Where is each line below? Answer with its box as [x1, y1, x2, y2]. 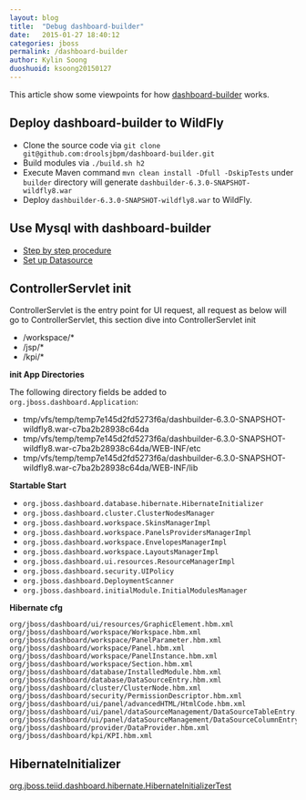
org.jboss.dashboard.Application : [9, 397, 138, 408]
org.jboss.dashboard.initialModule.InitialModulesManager [22, 586, 248, 596]
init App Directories [9, 370, 85, 380]
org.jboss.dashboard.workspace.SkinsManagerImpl [22, 519, 211, 528]
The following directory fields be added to [9, 387, 167, 398]
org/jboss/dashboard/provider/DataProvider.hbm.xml [9, 724, 209, 733]
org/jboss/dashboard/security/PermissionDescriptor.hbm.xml [9, 692, 243, 701]
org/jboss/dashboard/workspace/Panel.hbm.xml [9, 643, 185, 653]
